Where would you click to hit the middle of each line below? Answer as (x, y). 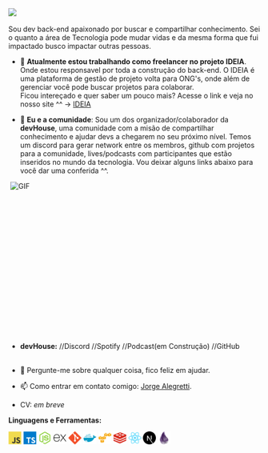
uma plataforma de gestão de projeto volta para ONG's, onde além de (135, 78)
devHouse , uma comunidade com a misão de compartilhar (117, 128)
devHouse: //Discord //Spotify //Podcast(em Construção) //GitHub (130, 346)
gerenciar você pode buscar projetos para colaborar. (107, 87)
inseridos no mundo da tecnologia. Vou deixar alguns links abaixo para (136, 162)
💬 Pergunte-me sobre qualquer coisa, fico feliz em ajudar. (115, 370)
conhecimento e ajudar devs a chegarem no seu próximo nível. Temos (136, 136)
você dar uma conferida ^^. (64, 170)
